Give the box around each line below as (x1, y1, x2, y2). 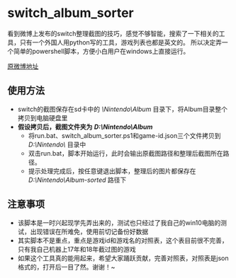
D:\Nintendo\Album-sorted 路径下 (28, 175, 127, 184)
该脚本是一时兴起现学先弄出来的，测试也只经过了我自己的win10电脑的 (17, 218, 221, 227)
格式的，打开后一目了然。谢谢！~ (17, 262, 116, 271)
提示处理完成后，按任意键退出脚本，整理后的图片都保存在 (28, 166, 196, 175)
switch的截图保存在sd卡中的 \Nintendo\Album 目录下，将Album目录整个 (17, 105, 228, 113)
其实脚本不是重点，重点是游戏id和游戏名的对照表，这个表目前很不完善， (17, 236, 228, 245)
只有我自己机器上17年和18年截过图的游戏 (17, 245, 136, 253)
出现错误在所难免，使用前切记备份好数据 (30, 227, 149, 236)
